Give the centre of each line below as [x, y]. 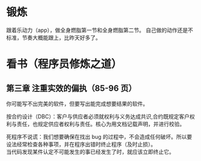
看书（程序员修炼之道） [64, 64]
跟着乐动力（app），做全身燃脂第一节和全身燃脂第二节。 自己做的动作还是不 [100, 30]
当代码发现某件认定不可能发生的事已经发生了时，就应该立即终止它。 [90, 151]
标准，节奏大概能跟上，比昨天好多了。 [53, 37]
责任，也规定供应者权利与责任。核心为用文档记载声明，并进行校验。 [100, 124]
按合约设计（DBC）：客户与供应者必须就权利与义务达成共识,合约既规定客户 [98, 116]
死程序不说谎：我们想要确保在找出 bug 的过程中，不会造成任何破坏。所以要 [99, 136]
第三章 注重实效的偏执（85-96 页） [71, 88]
